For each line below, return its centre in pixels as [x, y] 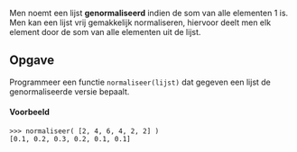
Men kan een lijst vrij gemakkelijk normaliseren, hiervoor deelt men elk [140, 22]
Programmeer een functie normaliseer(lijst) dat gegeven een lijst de [140, 82]
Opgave [32, 61]
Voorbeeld [29, 112]
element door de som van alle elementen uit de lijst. [105, 32]
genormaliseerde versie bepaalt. [70, 91]
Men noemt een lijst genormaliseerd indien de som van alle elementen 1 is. [149, 13]
